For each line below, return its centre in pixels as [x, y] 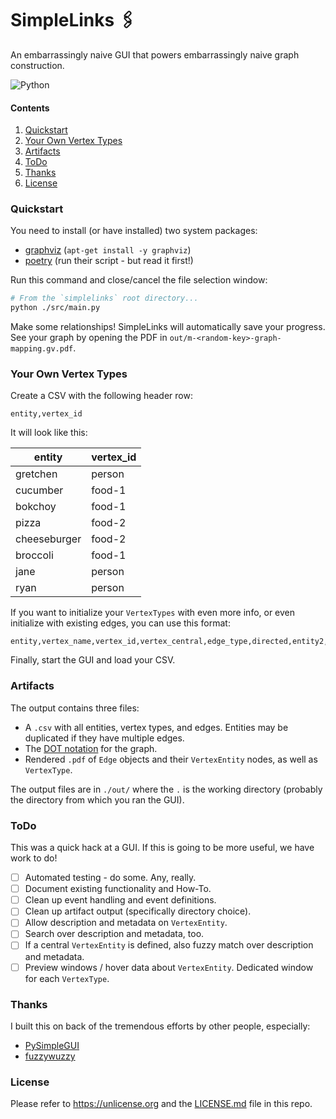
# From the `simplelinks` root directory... [104, 298]
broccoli [34, 555]
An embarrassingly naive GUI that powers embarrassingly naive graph [155, 54]
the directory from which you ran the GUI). [97, 799]
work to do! [34, 858]
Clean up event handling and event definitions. [120, 900]
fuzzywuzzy [50, 1056]
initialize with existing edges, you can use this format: [120, 623]
